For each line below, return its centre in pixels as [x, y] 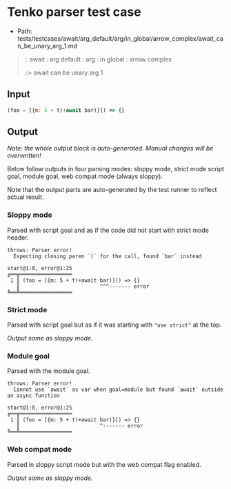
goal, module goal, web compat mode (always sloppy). [85, 176]
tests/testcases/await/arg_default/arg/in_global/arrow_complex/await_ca [120, 38]
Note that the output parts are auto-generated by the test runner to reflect [112, 190]
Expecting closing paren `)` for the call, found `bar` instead [108, 256]
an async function [33, 396]
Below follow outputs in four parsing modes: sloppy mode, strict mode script [116, 169]
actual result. [26, 197]
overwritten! [24, 155]
